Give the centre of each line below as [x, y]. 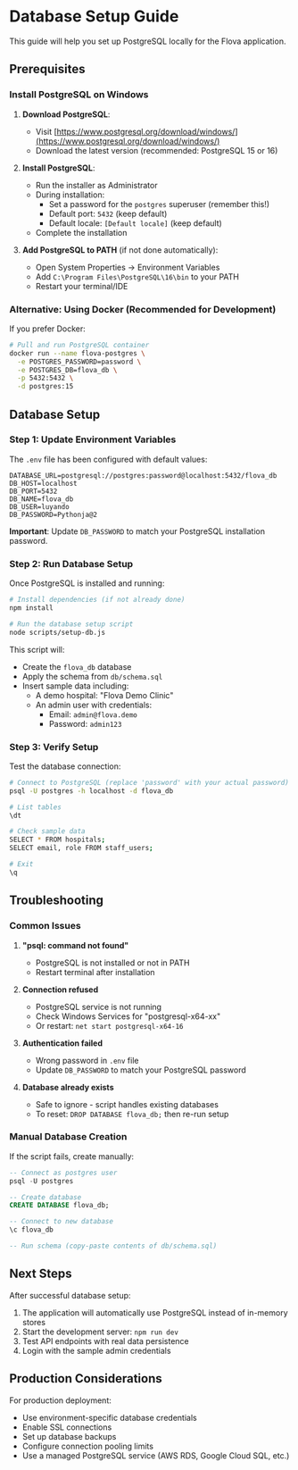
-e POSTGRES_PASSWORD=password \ [79, 362]
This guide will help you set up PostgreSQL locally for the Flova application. [148, 41]
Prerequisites [47, 69]
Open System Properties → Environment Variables [128, 267]
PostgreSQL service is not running [99, 1006]
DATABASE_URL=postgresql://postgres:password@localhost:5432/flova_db [143, 475]
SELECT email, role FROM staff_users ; [81, 848]
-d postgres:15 [46, 387]
